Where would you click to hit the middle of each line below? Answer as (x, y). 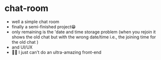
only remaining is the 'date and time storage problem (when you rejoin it (84, 32)
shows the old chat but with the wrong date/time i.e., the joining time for (84, 37)
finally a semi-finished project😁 (44, 26)
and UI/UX (22, 47)
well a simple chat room (35, 22)
